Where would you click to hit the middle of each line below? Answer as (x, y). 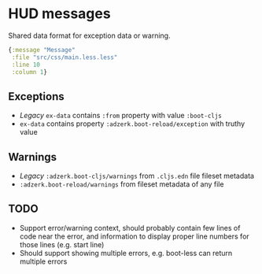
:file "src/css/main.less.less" (65, 57)
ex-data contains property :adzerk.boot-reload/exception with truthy (132, 124)
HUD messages (60, 14)
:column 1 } (29, 72)
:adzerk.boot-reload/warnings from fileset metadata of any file (122, 184)
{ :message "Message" (42, 50)
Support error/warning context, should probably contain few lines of (130, 228)
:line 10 (26, 65)
